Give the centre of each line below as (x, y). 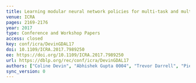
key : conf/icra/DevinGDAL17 (40, 44)
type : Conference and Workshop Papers (53, 33)
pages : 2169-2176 (27, 22)
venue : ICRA (20, 17)
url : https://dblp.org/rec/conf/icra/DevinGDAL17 (68, 60)
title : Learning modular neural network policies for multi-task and (92, 11)
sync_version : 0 (26, 71)
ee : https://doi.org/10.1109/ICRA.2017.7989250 (65, 55)
